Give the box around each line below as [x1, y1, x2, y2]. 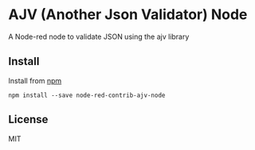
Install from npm [8, 75, 62, 85]
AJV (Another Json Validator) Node [8, 6, 248, 24]
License [8, 113, 49, 126]
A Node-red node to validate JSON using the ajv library [8, 32, 190, 41]
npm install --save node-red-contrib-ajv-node [8, 91, 166, 99]
